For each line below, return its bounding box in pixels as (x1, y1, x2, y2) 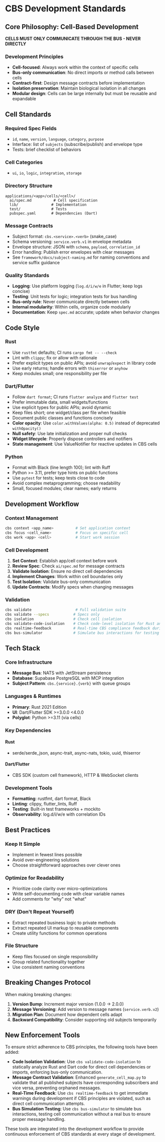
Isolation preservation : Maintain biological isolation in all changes (12, 85, 146, 91)
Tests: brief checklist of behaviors (12, 146, 82, 152)
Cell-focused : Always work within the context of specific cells (12, 65, 139, 70)
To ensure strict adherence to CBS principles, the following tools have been (5, 1044, 158, 1050)
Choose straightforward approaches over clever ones (12, 862, 121, 868)
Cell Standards (5, 110, 52, 118)
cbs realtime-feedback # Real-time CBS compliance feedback (5, 625, 151, 631)
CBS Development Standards (5, 3, 126, 14)
